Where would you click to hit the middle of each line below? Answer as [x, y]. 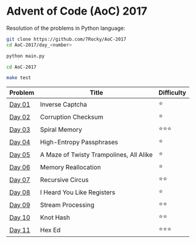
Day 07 [20, 180]
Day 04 [20, 142]
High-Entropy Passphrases [79, 142]
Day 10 [20, 217]
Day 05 [20, 155]
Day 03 [20, 129]
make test [19, 78]
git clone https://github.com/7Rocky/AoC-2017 [66, 39]
